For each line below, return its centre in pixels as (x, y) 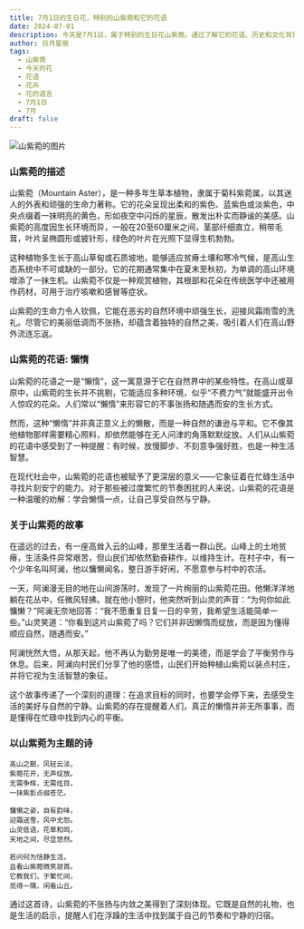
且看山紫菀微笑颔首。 (43, 867)
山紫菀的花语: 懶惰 (49, 359)
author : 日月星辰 (39, 43)
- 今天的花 (35, 69)
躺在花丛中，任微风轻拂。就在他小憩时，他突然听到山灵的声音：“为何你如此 (150, 600)
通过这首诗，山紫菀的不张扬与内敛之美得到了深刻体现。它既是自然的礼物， (148, 905)
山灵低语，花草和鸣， (43, 830)
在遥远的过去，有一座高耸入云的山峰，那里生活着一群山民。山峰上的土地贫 (148, 546)
